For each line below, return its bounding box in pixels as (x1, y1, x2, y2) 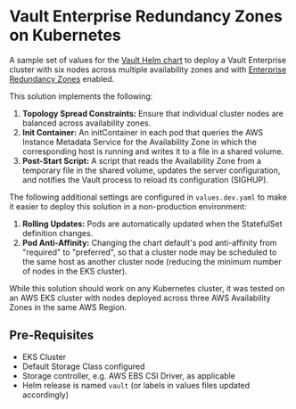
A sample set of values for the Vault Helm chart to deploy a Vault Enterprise (9, 54, 287, 65)
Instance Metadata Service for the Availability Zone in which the (21, 136, 257, 147)
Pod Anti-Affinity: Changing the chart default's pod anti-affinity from (21, 237, 277, 248)
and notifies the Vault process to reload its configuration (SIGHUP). (21, 174, 269, 184)
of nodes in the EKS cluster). (21, 266, 127, 276)
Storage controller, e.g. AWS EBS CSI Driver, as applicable (21, 370, 236, 380)
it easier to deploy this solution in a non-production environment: (9, 200, 247, 211)
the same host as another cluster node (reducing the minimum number (21, 256, 283, 266)
